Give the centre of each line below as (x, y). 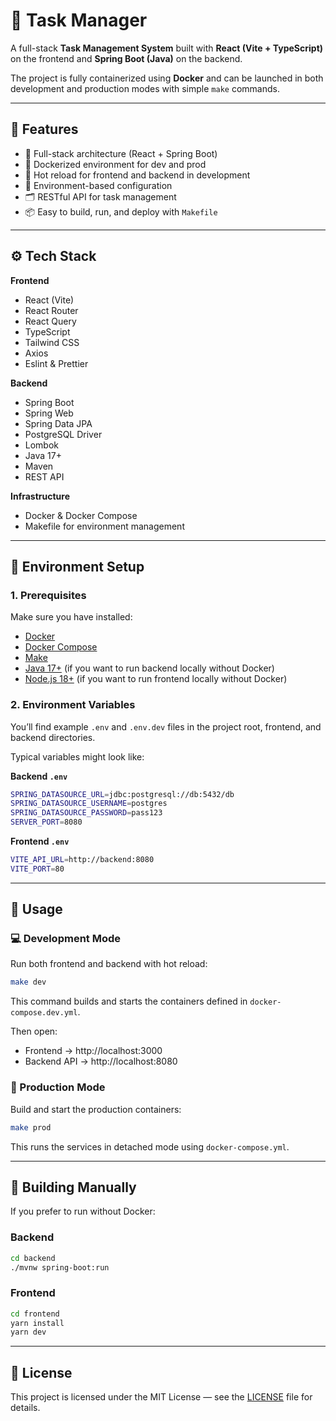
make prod (31, 1127)
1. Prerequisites (48, 595)
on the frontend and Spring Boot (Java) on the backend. (126, 58)
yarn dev (28, 1332)
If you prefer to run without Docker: (83, 1211)
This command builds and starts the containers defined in (129, 1001)
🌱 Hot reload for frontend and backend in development (137, 175)
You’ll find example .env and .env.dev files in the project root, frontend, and (166, 726)
